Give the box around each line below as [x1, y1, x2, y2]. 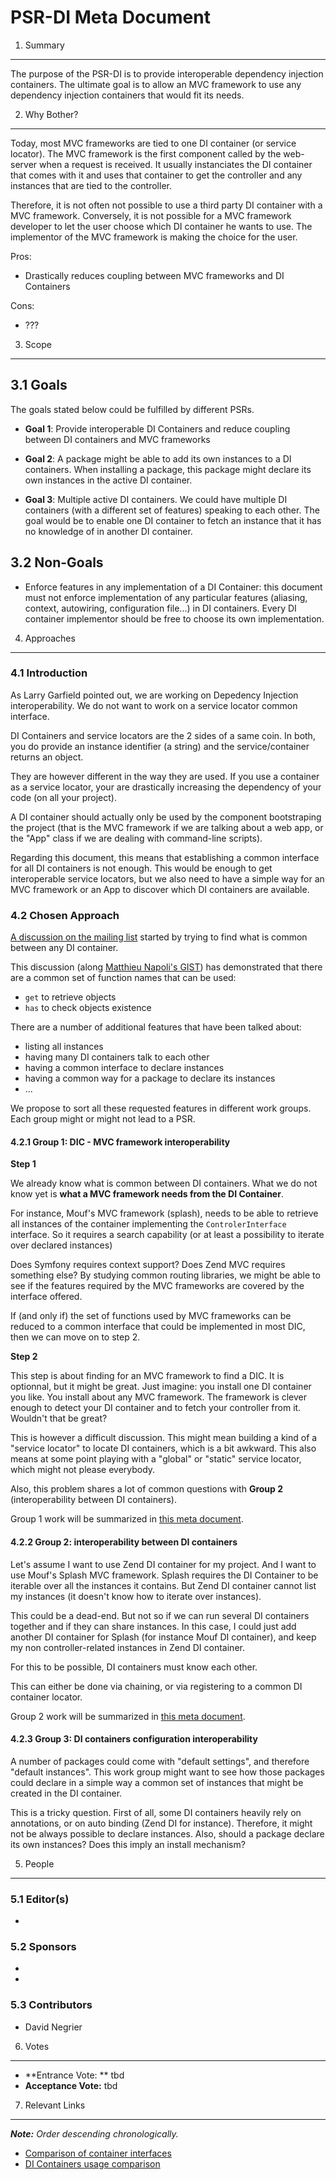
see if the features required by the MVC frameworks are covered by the [10, 1280, 305, 1292]
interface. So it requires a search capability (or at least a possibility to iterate [10, 1229, 325, 1241]
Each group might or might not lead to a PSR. [10, 1113, 196, 1125]
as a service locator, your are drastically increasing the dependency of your [10, 781, 322, 793]
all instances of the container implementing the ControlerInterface [10, 1218, 287, 1230]
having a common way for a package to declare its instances [24, 1072, 276, 1085]
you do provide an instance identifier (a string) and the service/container [10, 740, 310, 752]
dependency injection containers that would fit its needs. [10, 89, 245, 101]
